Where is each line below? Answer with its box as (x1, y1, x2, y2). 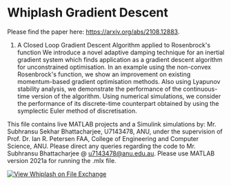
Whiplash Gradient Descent (7, 5, 169, 21)
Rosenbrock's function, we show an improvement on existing (17, 70, 191, 78)
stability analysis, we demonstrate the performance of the (17, 85, 182, 93)
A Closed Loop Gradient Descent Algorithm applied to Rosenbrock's (17, 41, 211, 49)
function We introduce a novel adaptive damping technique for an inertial (17, 48, 225, 56)
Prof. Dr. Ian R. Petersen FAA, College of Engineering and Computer (7, 134, 199, 142)
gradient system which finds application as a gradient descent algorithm (17, 55, 223, 63)
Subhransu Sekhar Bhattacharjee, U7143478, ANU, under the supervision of (7, 127, 223, 135)
